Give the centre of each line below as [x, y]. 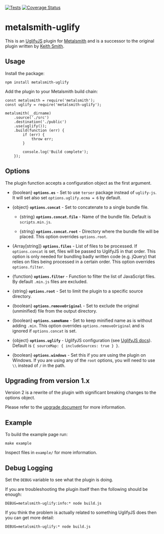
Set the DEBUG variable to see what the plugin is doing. [59, 480]
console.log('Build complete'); [56, 152]
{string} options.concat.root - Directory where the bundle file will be [89, 231]
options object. [20, 398]
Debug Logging [29, 468]
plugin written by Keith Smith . [35, 46]
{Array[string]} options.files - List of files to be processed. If [75, 246]
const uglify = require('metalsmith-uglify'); [53, 105]
